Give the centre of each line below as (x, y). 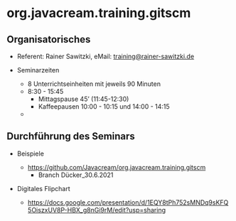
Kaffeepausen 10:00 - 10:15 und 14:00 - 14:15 (104, 107)
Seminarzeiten (38, 70)
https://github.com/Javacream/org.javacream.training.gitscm (117, 167)
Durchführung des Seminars (71, 136)
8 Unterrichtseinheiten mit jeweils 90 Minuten (94, 84)
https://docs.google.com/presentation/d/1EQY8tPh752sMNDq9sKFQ (128, 202)
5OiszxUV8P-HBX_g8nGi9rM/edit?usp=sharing (97, 210)
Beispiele (30, 153)
